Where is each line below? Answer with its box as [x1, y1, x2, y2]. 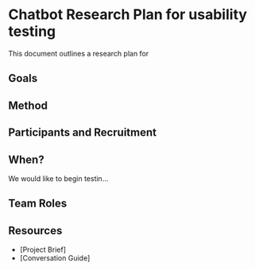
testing [8, 22, 56, 40]
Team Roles [8, 197, 68, 210]
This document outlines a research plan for [8, 48, 149, 58]
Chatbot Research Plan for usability [8, 6, 248, 24]
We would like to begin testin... [8, 173, 109, 183]
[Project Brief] [19, 245, 66, 255]
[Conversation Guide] [19, 253, 91, 263]
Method [8, 98, 48, 112]
